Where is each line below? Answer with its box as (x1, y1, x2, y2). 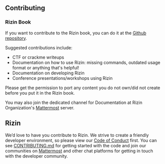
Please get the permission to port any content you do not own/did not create (5, 85, 161, 91)
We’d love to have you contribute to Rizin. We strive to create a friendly (5, 132, 149, 138)
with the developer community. (5, 153, 68, 159)
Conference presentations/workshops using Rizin (12, 75, 113, 81)
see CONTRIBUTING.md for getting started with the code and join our (5, 142, 146, 148)
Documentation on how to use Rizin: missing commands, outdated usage (12, 59, 161, 66)
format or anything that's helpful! (12, 65, 79, 70)
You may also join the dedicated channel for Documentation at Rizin (5, 99, 143, 105)
